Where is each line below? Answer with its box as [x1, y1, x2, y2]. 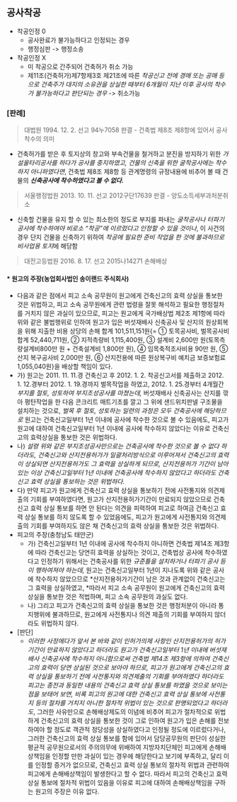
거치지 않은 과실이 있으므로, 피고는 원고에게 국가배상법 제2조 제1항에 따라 [24, 309, 226, 317]
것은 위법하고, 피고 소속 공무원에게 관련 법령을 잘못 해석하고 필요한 [16, 300, 200, 309]
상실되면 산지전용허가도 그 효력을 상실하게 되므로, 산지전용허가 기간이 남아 [24, 460, 229, 468]
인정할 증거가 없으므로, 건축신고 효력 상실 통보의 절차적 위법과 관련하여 [35, 761, 230, 769]
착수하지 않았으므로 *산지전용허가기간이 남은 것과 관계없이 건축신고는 [35, 575, 226, 583]
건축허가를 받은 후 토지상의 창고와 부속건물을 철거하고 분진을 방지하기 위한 [16, 149, 221, 158]
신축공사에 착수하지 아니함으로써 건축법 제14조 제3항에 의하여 [40, 655, 210, 663]
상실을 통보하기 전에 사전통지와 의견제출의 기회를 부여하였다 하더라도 [35, 672, 224, 681]
